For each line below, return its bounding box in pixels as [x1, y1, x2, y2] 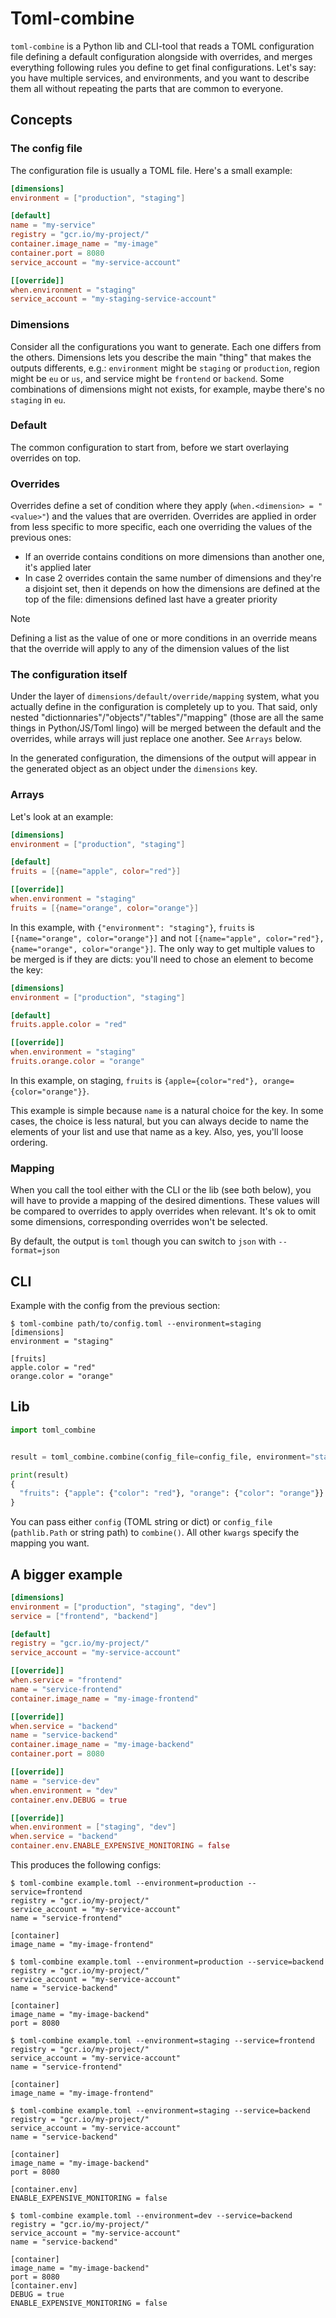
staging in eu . [10, 393, 67, 406]
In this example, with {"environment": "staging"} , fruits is [10, 921, 255, 933]
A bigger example [10, 1566, 123, 1583]
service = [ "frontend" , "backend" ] [10, 1611, 159, 1621]
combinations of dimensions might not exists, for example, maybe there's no [10, 383, 325, 395]
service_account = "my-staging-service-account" [10, 294, 217, 304]
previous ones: [10, 532, 72, 544]
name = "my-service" [10, 220, 97, 231]
